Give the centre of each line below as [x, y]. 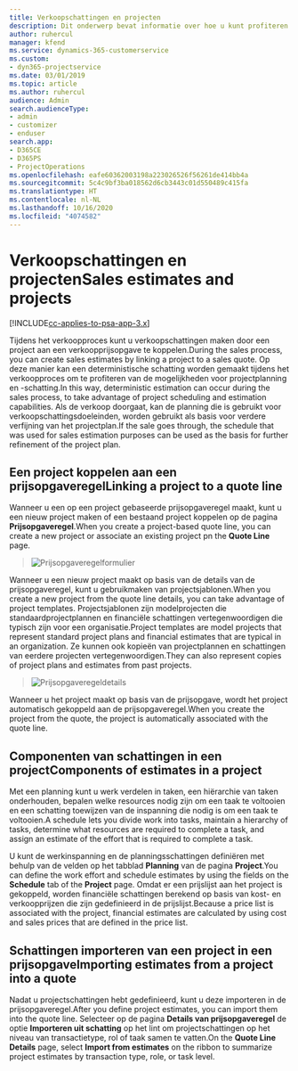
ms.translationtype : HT [53, 192]
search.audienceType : [49, 109]
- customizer [33, 126]
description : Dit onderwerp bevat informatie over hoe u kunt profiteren [149, 26]
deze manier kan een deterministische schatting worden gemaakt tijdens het [149, 368]
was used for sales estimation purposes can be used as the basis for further [149, 435]
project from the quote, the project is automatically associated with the [139, 719]
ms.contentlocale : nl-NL [55, 200]
